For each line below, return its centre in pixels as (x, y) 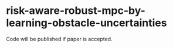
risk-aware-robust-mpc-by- (76, 11)
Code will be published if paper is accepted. (59, 39)
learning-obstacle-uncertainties (86, 23)
